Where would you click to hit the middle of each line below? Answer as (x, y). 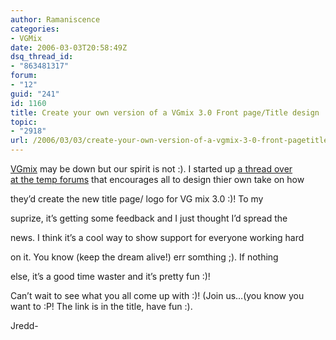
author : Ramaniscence (55, 19)
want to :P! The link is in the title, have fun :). (101, 306)
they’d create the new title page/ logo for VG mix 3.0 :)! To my (137, 199)
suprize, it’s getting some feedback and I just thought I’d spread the (149, 218)
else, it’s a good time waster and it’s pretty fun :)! (110, 276)
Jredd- (24, 325)
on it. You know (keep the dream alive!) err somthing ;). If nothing (144, 257)
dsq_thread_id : (42, 57)
